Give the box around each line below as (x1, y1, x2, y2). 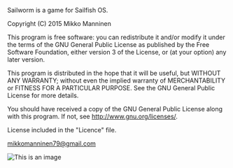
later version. (7, 55, 45, 64)
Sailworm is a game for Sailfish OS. (7, 6, 108, 14)
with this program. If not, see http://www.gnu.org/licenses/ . (7, 112, 178, 120)
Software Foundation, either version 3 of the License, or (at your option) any (7, 48, 227, 56)
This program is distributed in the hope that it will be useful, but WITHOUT (7, 69, 221, 77)
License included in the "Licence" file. (7, 126, 117, 134)
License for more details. (7, 91, 79, 99)
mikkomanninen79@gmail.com (7, 139, 97, 148)
